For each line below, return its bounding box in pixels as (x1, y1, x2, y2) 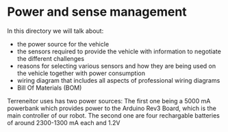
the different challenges (16, 54, 84, 62)
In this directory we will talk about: (7, 27, 104, 35)
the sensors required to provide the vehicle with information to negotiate (16, 47, 221, 55)
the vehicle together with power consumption (16, 69, 146, 77)
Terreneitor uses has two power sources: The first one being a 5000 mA (7, 96, 211, 105)
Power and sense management (7, 4, 187, 20)
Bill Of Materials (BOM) (16, 83, 82, 92)
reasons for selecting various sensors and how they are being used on (16, 62, 216, 70)
